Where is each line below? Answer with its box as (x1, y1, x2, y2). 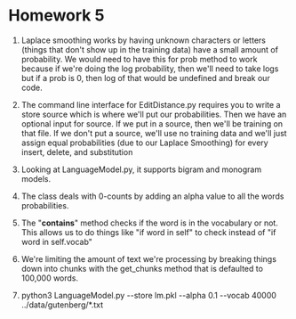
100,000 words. (20, 273, 79, 283)
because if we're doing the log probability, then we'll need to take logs (20, 63, 279, 74)
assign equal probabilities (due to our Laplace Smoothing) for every (20, 137, 268, 148)
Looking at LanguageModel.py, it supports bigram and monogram (20, 164, 262, 175)
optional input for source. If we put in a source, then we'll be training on (20, 118, 284, 129)
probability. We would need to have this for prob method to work (20, 53, 258, 64)
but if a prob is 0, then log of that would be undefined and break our (20, 72, 270, 83)
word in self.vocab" (20, 236, 92, 247)
